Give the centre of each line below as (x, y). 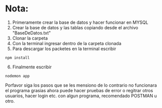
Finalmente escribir (32, 67)
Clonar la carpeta (30, 38)
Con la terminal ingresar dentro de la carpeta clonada (67, 43)
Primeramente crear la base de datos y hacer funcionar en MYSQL (80, 22)
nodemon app (17, 76)
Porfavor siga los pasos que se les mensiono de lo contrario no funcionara (81, 85)
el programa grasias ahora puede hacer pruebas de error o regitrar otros (79, 90)
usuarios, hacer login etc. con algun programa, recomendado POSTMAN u (81, 96)
